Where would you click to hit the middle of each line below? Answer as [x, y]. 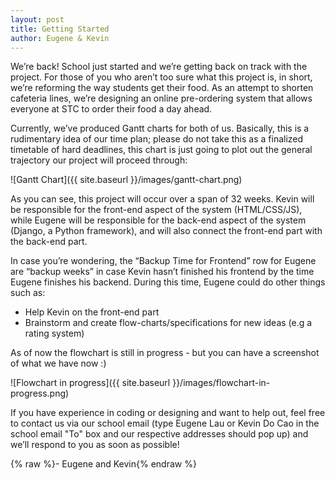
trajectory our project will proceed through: [99, 160]
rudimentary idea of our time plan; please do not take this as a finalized [157, 139]
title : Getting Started [60, 29]
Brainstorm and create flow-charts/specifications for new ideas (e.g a [168, 323]
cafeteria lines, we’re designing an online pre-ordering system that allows [161, 98]
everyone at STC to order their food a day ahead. [111, 109]
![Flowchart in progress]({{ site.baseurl [90, 383]
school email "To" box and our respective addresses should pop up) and [159, 434]
